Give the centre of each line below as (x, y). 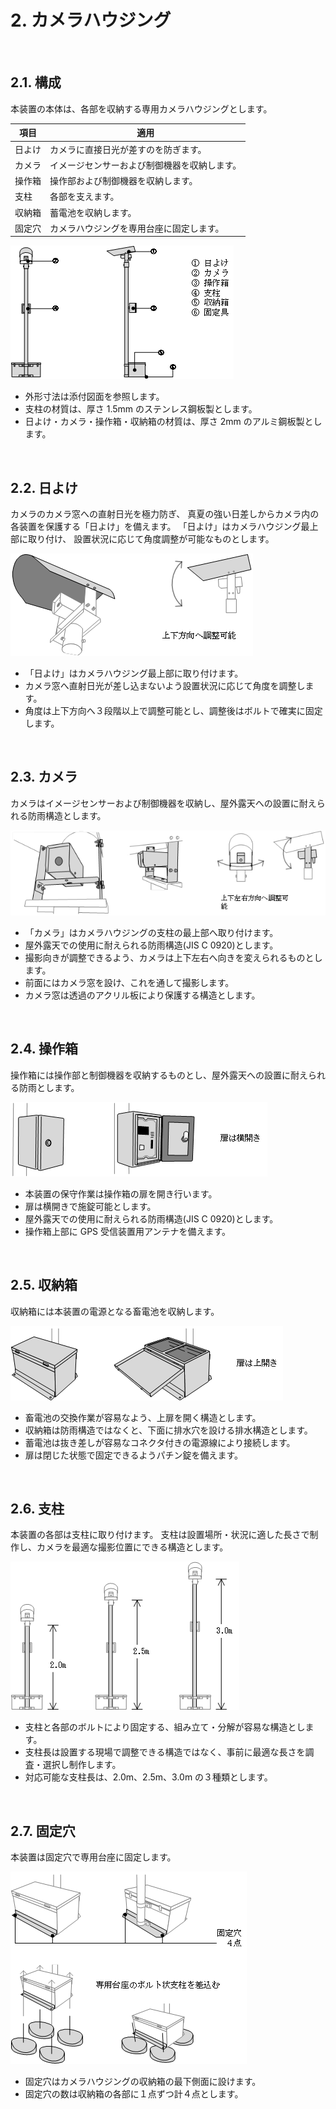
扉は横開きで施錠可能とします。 (90, 1206)
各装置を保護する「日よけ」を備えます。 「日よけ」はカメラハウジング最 (160, 527)
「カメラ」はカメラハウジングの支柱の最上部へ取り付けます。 (151, 932)
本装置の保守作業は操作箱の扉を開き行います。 (121, 1193)
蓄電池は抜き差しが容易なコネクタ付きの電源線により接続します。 (160, 1442)
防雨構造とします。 (67, 815)
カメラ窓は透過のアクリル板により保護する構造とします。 (142, 995)
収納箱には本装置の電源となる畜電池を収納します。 (115, 1311)
